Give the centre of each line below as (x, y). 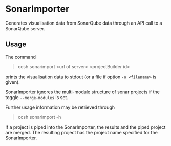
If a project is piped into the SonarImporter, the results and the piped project (85, 127)
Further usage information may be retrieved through (60, 107)
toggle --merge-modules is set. (37, 97)
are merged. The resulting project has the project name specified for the (81, 132)
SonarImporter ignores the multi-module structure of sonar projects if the (82, 92)
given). (13, 82)
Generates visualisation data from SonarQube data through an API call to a (84, 23)
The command (21, 57)
